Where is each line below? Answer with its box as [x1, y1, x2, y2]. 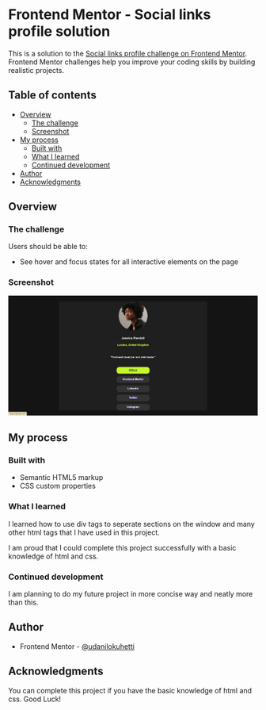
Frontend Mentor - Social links [8, 6, 211, 24]
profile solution [8, 22, 111, 40]
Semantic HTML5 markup [19, 473, 104, 482]
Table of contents [8, 89, 97, 102]
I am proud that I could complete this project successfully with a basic [8, 543, 237, 552]
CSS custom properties [19, 482, 97, 491]
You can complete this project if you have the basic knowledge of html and [8, 685, 252, 695]
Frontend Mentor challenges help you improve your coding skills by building [8, 57, 256, 67]
